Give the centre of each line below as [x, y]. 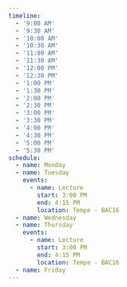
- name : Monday [41, 166]
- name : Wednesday [46, 218]
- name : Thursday [44, 225]
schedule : [25, 158]
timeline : [25, 16]
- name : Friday [41, 270]
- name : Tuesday [42, 173]
